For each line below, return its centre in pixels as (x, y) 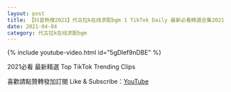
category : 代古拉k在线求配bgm (47, 33)
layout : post (26, 13)
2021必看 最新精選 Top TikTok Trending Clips (71, 67)
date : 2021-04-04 (32, 26)
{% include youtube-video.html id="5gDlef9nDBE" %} (84, 53)
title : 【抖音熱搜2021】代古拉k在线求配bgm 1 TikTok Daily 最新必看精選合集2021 (116, 20)
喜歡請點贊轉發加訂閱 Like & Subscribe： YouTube (78, 82)
